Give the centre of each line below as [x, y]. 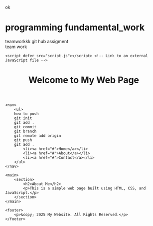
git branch [25, 132]
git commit [25, 127]
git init [23, 118]
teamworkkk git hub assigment [37, 41]
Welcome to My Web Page [84, 80]
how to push [26, 114]
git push [23, 140]
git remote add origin [38, 136]
